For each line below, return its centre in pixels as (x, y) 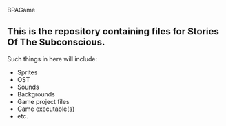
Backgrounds (36, 94)
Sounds (28, 87)
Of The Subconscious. (56, 42)
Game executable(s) (46, 109)
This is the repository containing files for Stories (113, 31)
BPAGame (21, 10)
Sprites (27, 72)
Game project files (43, 101)
